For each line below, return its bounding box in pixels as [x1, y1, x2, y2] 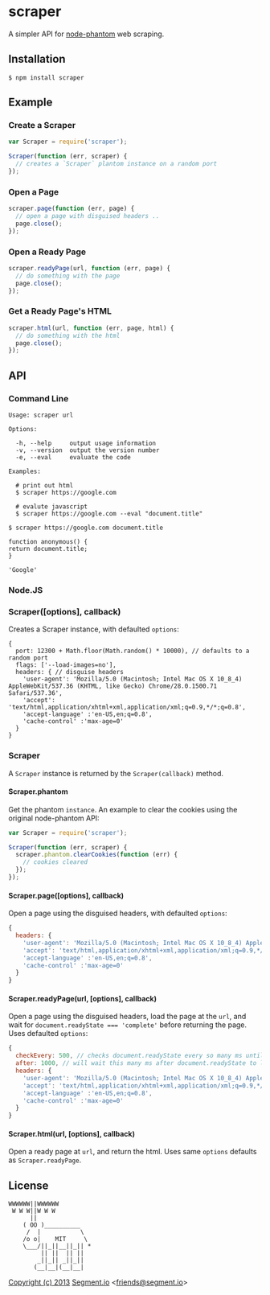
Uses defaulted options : [8, 1029, 88, 1038]
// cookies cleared [22, 858, 88, 866]
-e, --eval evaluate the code [15, 454, 131, 462]
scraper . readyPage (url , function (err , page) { [8, 265, 171, 273]
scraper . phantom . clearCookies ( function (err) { [15, 851, 178, 859]
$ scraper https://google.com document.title [8, 524, 163, 532]
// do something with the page [15, 272, 121, 280]
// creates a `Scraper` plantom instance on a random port [15, 160, 218, 168]
